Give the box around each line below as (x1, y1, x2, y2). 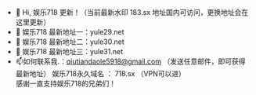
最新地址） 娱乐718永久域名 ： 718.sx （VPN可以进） (15, 69, 186, 78)
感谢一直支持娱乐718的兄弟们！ (15, 79, 117, 88)
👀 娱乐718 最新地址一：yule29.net (15, 27, 124, 36)
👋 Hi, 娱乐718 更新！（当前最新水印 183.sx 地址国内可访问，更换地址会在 (15, 8, 249, 16)
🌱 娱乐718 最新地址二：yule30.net (15, 37, 125, 46)
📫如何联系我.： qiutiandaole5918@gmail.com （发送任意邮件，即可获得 (15, 57, 246, 66)
